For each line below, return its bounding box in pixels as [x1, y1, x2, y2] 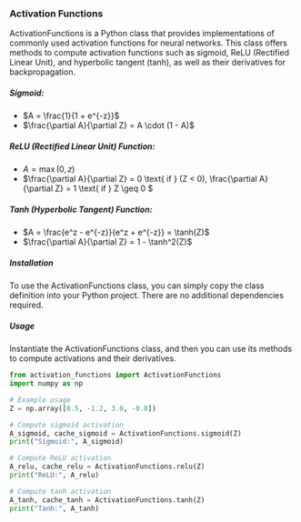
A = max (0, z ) [22, 164, 75, 175]
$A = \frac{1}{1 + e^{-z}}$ [22, 110, 120, 121]
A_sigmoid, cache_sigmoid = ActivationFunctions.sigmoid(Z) [9, 428, 243, 438]
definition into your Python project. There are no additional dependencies [9, 290, 285, 301]
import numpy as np [9, 379, 84, 388]
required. [9, 299, 44, 311]
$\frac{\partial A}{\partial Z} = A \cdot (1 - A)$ [22, 120, 196, 131]
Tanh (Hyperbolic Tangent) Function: [9, 204, 153, 215]
